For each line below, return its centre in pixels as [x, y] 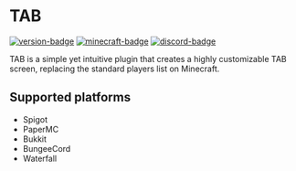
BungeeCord [47, 148]
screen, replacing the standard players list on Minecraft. [115, 69]
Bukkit [35, 139]
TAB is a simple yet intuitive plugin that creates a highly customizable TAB [148, 59]
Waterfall [40, 158]
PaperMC [41, 129]
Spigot [35, 119]
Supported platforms [70, 97]
